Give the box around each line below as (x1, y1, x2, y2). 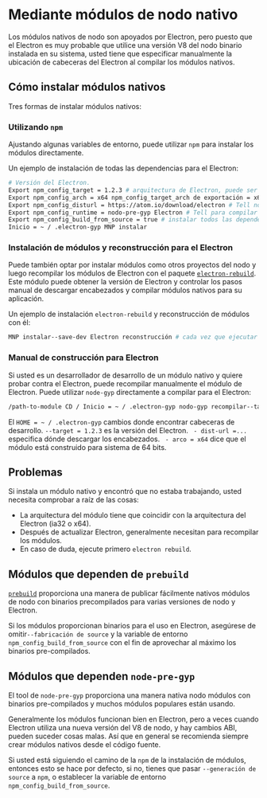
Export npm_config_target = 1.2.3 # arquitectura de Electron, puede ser (8, 186, 258, 194)
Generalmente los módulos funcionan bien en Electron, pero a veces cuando (8, 714, 259, 724)
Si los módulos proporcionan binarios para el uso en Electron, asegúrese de (8, 621, 257, 631)
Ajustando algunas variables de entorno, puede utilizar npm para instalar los (8, 139, 254, 149)
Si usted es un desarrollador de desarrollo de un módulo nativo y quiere (8, 370, 243, 380)
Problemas (8, 465, 64, 479)
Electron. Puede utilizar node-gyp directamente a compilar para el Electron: (8, 387, 252, 397)
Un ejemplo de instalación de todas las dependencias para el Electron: (8, 163, 238, 173)
